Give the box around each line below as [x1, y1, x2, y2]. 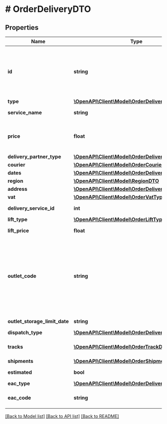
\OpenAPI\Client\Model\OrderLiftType [74, 216, 166, 223]
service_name [7, 109, 42, 116]
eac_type [7, 380, 30, 387]
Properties [5, 23, 39, 32]
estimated [7, 369, 32, 376]
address [7, 185, 28, 192]
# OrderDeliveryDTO [5, 3, 91, 15]
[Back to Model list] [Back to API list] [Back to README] [5, 414, 119, 419]
